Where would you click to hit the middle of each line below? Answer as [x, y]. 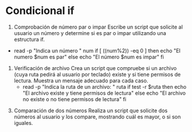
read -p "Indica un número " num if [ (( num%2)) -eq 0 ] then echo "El [97, 50]
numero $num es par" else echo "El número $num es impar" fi [89, 57]
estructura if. [29, 39]
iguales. [23, 123]
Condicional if [40, 11]
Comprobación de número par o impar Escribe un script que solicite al [98, 27]
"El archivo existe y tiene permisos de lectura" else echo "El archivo [104, 93]
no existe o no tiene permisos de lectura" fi [74, 99]
